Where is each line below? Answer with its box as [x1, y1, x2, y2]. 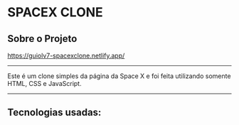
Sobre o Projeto [7, 33, 78, 45]
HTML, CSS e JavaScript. [7, 80, 82, 87]
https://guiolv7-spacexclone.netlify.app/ [7, 51, 125, 60]
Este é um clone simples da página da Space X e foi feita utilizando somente [7, 72, 231, 80]
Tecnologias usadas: [7, 107, 102, 119]
